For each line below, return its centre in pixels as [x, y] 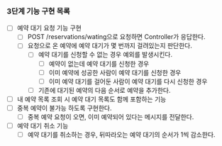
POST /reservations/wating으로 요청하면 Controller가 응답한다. [116, 37]
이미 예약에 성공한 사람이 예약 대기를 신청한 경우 [115, 72]
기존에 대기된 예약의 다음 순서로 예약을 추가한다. [104, 90]
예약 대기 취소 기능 [43, 125]
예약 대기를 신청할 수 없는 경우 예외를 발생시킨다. [105, 55]
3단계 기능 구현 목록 [38, 11]
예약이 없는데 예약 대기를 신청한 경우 [99, 63]
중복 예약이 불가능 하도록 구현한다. [64, 108]
